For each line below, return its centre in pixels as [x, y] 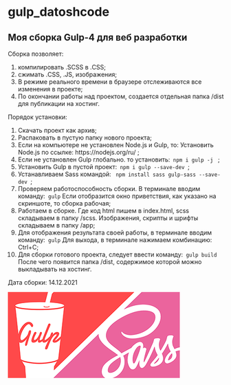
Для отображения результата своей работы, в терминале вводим [115, 232]
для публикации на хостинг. [59, 103]
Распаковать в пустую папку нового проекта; [85, 137]
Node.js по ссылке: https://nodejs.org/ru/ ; [78, 152]
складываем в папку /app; [56, 225]
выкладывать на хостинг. [55, 269]
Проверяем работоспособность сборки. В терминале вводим [109, 189]
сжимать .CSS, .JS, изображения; [67, 74]
